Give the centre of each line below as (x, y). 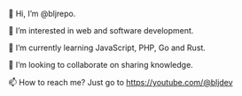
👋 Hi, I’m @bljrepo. (42, 14)
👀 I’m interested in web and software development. (101, 30)
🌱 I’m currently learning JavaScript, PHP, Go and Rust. (107, 48)
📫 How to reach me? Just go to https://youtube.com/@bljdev (121, 82)
